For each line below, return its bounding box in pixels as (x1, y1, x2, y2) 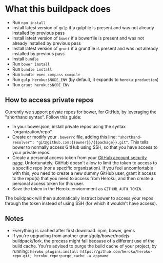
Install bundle (12, 56, 39, 61)
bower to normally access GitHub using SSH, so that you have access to (12, 144, 158, 150)
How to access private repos (5, 96, 94, 104)
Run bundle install (12, 66, 52, 72)
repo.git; (12, 253, 33, 258)
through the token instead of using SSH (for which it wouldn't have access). (5, 200, 157, 206)
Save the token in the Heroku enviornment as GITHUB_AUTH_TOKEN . (12, 185, 143, 191)
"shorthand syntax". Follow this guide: (5, 114, 81, 120)
